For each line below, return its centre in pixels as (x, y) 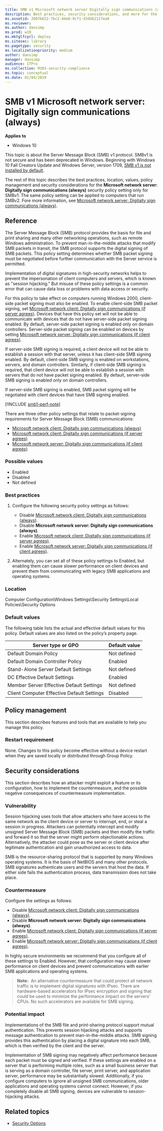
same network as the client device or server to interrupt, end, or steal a (76, 821)
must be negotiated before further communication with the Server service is (81, 258)
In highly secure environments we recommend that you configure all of (76, 956)
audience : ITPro (21, 64)
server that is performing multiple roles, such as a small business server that (81, 1065)
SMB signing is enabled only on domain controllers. (56, 380)
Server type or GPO (56, 645)
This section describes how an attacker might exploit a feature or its (73, 783)
